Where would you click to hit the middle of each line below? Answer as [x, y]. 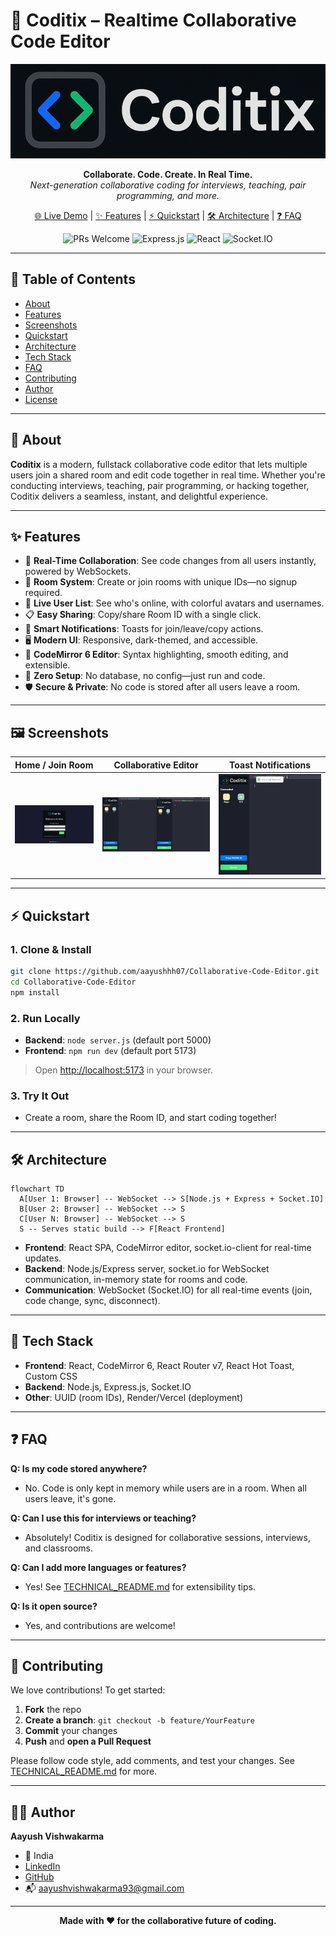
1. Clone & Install [51, 949]
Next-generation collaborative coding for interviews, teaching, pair [168, 185]
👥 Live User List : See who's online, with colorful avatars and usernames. [174, 603]
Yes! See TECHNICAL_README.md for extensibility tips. [140, 1586]
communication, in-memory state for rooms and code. [136, 1280]
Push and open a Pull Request [88, 1741]
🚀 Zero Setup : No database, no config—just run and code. [145, 676]
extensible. [47, 665]
